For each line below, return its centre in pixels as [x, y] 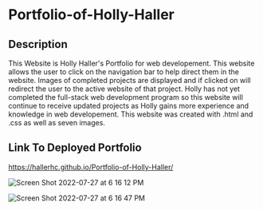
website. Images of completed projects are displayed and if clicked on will [130, 80]
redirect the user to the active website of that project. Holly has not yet [124, 89]
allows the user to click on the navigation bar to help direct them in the [124, 72]
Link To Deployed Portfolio [75, 148]
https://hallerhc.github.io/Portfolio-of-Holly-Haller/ [91, 167]
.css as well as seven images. [57, 123]
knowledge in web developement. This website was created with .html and [131, 114]
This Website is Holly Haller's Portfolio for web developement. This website [131, 63]
